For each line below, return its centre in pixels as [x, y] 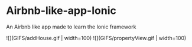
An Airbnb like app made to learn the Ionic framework [71, 27]
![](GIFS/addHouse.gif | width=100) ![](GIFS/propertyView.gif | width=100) [96, 38]
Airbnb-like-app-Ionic [61, 11]
